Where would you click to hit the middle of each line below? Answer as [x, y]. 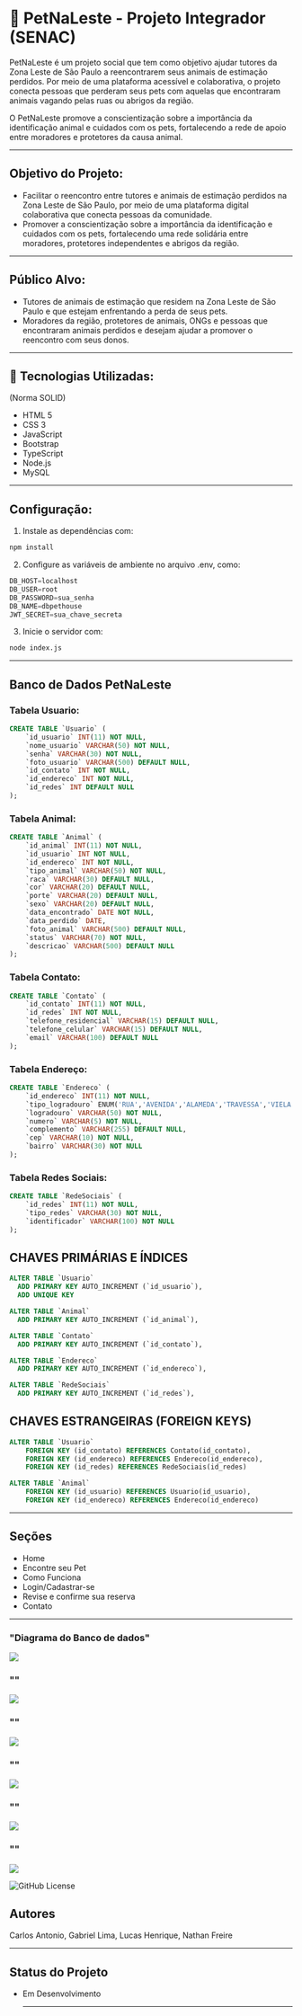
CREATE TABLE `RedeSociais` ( [66, 1196]
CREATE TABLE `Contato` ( [58, 996]
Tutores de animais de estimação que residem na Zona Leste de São [149, 301]
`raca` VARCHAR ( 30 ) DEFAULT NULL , [90, 879]
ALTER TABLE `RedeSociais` [60, 1385]
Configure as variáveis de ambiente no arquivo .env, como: [131, 564]
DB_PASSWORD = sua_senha [52, 598]
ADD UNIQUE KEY [46, 1295]
